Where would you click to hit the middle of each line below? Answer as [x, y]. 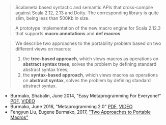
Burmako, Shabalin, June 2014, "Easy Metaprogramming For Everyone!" [86, 96]
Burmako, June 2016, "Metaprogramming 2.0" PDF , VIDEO [71, 106]
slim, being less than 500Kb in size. [52, 18]
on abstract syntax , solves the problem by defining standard [87, 80]
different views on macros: [43, 49]
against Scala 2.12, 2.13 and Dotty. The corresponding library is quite [87, 13]
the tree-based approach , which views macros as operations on [91, 59]
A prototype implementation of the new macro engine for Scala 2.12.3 [88, 28]
